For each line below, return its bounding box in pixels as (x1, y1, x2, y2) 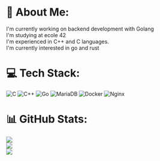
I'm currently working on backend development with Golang (6, 25, 155, 32)
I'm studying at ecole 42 (6, 31, 67, 38)
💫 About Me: (6, 5, 70, 19)
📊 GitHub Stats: (6, 113, 88, 126)
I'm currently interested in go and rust (6, 44, 99, 51)
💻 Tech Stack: (6, 66, 80, 80)
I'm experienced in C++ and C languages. (6, 38, 109, 45)
